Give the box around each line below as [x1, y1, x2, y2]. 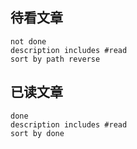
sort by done [10, 128, 65, 138]
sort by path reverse [10, 54, 101, 64]
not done [10, 36, 47, 47]
